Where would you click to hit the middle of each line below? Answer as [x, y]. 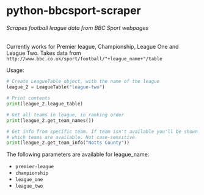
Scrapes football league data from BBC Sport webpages [78, 27]
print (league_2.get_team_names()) [50, 120]
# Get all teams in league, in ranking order [65, 115]
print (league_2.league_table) [45, 104]
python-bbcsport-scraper [74, 11]
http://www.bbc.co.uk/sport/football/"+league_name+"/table [85, 59]
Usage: [15, 70]
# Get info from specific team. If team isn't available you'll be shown [102, 132]
